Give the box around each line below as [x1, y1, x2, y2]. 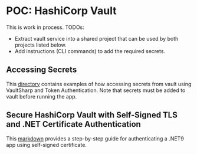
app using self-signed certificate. [6, 141, 87, 148]
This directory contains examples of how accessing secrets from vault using [6, 80, 192, 87]
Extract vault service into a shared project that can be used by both [14, 35, 179, 42]
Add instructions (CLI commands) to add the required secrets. [14, 47, 166, 54]
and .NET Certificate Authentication [6, 119, 142, 129]
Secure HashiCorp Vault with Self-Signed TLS [6, 110, 178, 120]
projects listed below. [14, 41, 67, 48]
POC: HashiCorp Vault [6, 4, 117, 18]
